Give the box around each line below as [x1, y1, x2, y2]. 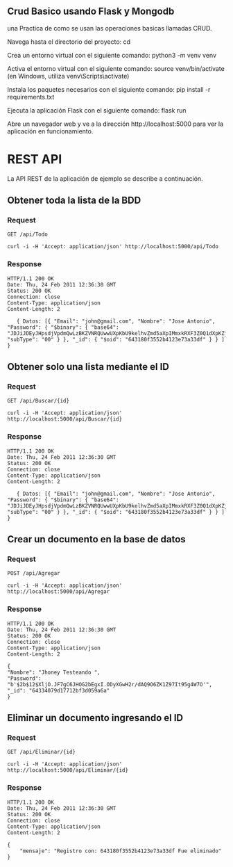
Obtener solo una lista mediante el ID [7, 361, 170, 373]
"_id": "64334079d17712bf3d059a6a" [7, 687, 110, 694]
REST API [7, 152, 62, 167]
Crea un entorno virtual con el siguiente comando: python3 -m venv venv [7, 51, 217, 59]
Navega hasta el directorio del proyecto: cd [7, 38, 130, 46]
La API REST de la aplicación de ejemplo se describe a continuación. [7, 174, 203, 183]
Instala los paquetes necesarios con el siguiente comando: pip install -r [7, 85, 211, 93]
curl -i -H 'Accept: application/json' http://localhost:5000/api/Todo [7, 243, 218, 250]
